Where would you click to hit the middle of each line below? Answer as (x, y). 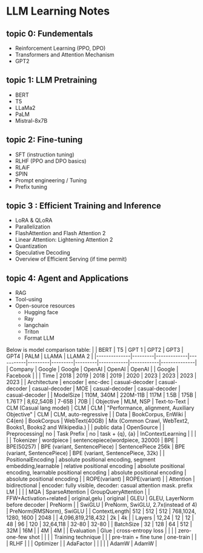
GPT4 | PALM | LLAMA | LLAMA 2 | (50, 356)
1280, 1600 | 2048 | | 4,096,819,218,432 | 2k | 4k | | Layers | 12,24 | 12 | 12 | (100, 518)
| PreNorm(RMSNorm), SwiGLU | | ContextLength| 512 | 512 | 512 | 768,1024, (101, 511)
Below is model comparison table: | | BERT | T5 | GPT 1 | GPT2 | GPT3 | (95, 350)
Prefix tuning (31, 187)
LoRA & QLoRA (34, 221)
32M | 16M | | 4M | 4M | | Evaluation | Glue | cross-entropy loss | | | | (92, 531)
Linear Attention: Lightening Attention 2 (64, 240)
